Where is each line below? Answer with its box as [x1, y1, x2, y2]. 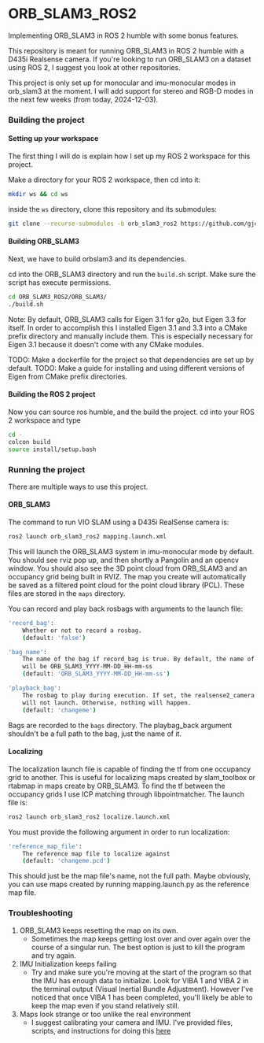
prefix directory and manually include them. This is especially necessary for [8, 331, 254, 341]
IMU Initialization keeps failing [19, 959, 117, 968]
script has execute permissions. [8, 278, 112, 287]
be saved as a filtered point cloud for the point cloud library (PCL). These [8, 580, 245, 590]
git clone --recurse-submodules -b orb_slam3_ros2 [8, 220, 178, 227]
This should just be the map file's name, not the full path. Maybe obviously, [8, 871, 251, 881]
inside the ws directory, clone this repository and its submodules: [8, 204, 218, 213]
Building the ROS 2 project [8, 390, 96, 399]
